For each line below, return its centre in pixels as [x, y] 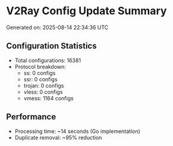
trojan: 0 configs [44, 85]
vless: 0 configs [43, 92]
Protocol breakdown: [40, 66]
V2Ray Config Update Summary [86, 11]
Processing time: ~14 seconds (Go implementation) [78, 131]
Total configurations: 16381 [48, 60]
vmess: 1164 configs [48, 98]
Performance [31, 117]
